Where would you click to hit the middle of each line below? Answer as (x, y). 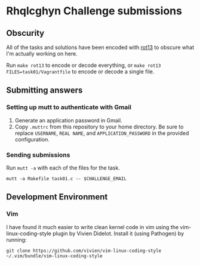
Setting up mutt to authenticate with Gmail (69, 107)
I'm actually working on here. (42, 54)
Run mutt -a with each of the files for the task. (63, 168)
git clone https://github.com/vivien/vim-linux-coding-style (84, 251)
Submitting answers (44, 90)
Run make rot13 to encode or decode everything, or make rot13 (84, 65)
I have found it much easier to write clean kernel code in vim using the (93, 227)
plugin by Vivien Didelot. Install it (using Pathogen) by (118, 233)
